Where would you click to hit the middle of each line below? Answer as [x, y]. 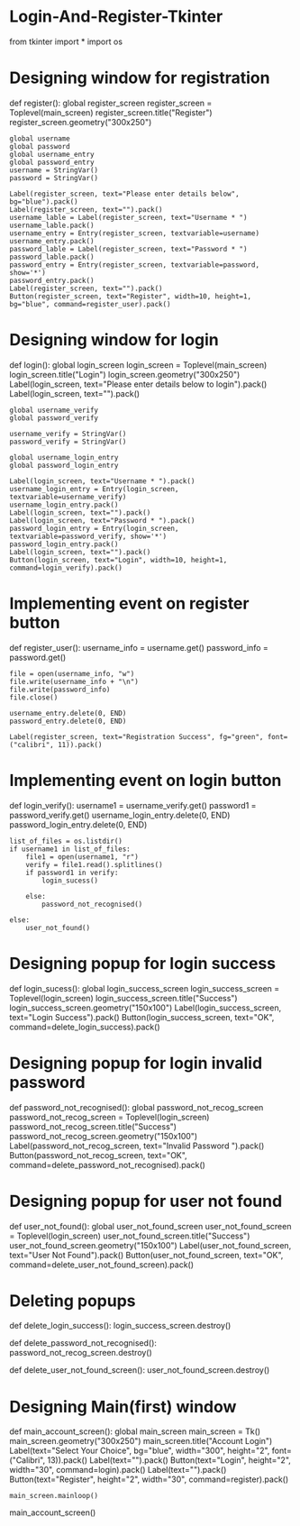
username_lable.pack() [52, 225]
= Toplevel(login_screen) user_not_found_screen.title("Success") [130, 1236]
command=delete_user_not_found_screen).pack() [102, 1265]
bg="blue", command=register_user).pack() [90, 304]
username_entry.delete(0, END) [68, 713]
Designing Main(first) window [123, 1407]
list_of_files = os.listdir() [66, 841]
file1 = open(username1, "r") [82, 857]
